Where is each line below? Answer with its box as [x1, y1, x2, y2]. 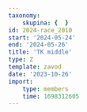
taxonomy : [8, 11, 41, 20]
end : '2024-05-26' [8, 41, 69, 49]
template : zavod [8, 63, 62, 71]
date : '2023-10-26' [8, 70, 73, 78]
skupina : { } [22, 19, 69, 27]
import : [8, 77, 34, 85]
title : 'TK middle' [8, 48, 73, 56]
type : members [22, 84, 69, 93]
